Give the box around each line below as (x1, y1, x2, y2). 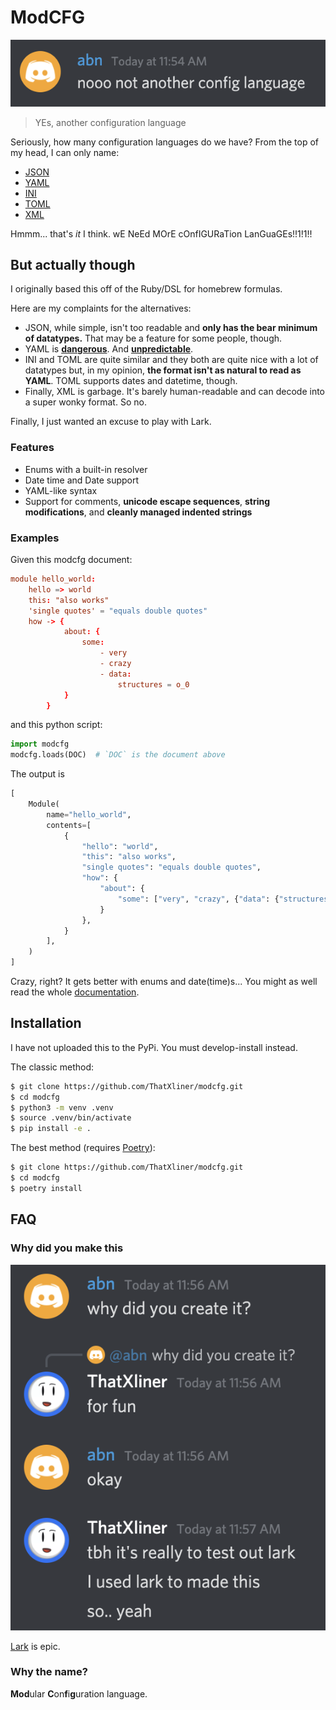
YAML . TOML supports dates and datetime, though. (24, 375, 238, 387)
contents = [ (46, 820, 92, 830)
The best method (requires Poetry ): (10, 1142, 156, 1154)
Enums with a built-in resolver (24, 463, 148, 475)
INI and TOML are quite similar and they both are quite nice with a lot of (24, 354, 319, 366)
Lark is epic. (10, 1640, 61, 1652)
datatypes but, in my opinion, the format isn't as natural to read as (24, 364, 302, 376)
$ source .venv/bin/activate (10, 1113, 132, 1123)
